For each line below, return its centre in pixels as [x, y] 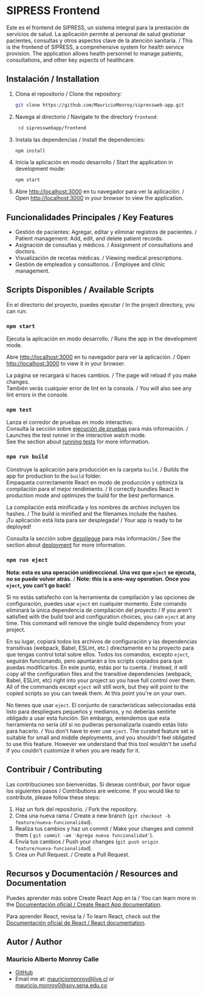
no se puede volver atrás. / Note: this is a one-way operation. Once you [98, 579]
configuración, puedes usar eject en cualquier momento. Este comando [97, 604]
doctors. [26, 251]
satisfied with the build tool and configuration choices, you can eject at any [101, 617]
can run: [17, 311]
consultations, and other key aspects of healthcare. [71, 60]
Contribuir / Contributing [54, 770]
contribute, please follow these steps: [53, 797]
